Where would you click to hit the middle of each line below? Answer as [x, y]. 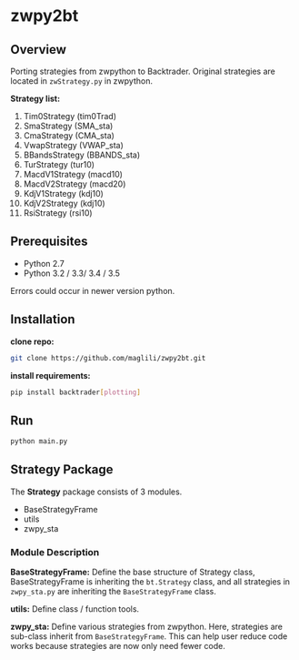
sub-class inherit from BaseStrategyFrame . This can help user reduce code [149, 636]
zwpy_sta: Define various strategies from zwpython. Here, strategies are [146, 627]
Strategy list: [35, 98]
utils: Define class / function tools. [75, 609]
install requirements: [50, 375]
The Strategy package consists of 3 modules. [96, 492]
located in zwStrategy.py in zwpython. [82, 81]
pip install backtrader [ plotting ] [76, 392]
